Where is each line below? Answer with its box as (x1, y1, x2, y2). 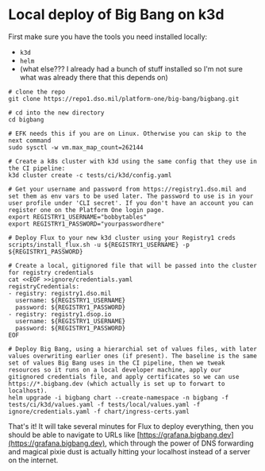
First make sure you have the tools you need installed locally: (8, 32, 208, 41)
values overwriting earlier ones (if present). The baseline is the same (8, 352, 258, 360)
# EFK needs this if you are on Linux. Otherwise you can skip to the (8, 129, 247, 137)
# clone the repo (8, 87, 66, 96)
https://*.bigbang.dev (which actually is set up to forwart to (8, 380, 225, 388)
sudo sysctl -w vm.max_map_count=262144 (8, 143, 144, 152)
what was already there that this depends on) (19, 72, 168, 82)
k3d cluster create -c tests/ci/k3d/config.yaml (8, 171, 172, 180)
